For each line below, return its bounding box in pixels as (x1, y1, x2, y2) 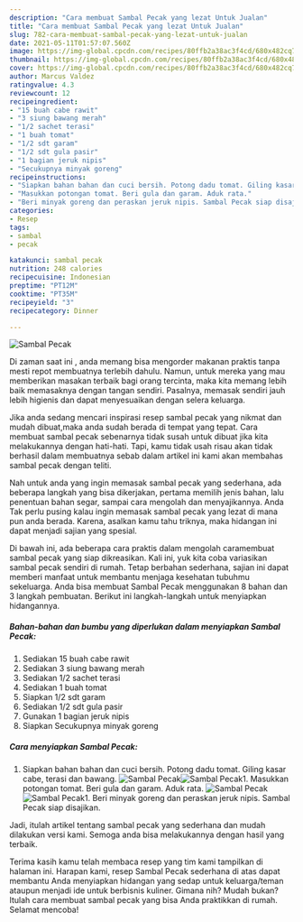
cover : (9, 64, 34, 73)
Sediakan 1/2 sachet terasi (22, 673, 121, 684)
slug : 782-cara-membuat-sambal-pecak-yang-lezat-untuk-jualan (9, 30, 248, 39)
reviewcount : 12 (9, 88, 70, 97)
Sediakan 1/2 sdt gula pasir (22, 701, 124, 713)
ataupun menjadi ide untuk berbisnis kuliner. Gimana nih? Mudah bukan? (9, 885, 280, 896)
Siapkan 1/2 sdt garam (22, 692, 106, 703)
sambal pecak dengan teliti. (9, 460, 112, 471)
